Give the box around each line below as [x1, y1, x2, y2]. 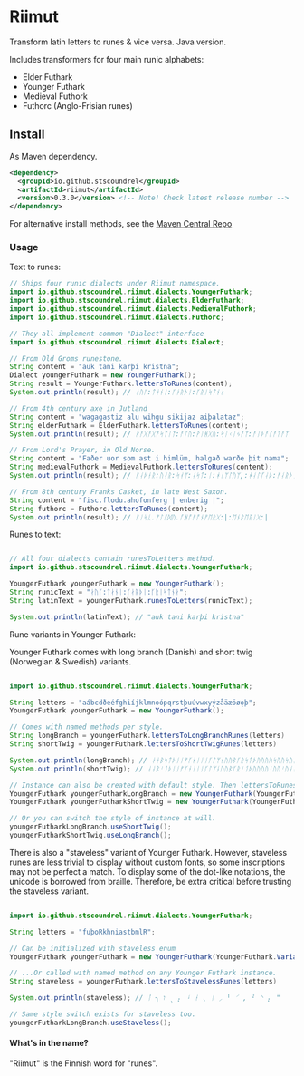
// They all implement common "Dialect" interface [9, 329, 204, 338]
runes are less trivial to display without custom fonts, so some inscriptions [9, 857, 286, 868]
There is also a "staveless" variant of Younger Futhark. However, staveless [9, 847, 288, 858]
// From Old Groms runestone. [9, 354, 124, 364]
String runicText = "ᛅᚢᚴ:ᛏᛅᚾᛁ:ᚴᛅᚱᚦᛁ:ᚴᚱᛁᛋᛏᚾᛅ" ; [9, 587, 188, 597]
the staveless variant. [9, 886, 89, 897]
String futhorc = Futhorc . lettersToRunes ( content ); [9, 504, 208, 513]
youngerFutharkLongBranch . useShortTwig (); [9, 822, 172, 831]
